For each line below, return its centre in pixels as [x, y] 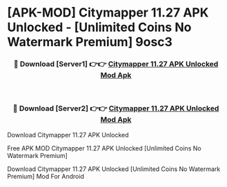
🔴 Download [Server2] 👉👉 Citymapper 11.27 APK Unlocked [116, 108]
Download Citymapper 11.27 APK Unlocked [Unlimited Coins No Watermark [114, 169]
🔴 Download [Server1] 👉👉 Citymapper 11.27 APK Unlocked [116, 64]
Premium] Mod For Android [46, 176]
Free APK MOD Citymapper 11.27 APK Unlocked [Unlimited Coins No [104, 148]
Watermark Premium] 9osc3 [90, 42]
